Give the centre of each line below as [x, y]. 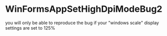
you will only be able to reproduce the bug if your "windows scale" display [82, 23]
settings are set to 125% [30, 28]
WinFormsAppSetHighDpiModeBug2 [84, 9]
